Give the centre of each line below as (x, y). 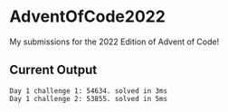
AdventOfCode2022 (87, 17)
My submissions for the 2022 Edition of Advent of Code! (114, 42)
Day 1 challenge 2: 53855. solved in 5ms (89, 98)
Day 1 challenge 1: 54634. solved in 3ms (89, 91)
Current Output (53, 70)
